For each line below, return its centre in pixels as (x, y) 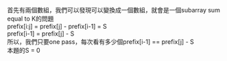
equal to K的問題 (31, 19)
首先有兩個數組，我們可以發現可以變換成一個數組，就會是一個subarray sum (114, 10)
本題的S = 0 (24, 50)
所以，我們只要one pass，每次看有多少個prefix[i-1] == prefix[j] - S (100, 42)
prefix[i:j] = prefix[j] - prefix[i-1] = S (57, 26)
